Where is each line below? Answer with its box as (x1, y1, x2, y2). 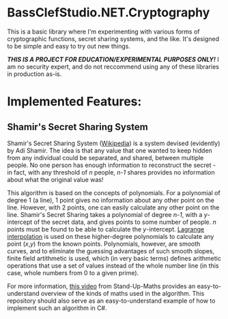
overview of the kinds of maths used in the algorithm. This (40, 289, 205, 297)
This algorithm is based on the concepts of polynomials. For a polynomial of (7, 188, 220, 196)
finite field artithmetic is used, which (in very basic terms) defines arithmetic (7, 254, 222, 262)
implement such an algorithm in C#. (7, 303, 107, 312)
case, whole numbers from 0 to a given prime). (7, 268, 139, 277)
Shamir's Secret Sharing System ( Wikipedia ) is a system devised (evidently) (7, 139, 220, 147)
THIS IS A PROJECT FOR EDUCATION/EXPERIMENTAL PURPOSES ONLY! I (7, 55, 220, 63)
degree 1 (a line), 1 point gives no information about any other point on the (7, 196, 215, 204)
